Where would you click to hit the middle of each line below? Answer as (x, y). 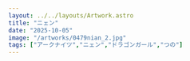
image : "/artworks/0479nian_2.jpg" (67, 38)
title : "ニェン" (34, 23)
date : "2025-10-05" (41, 30)
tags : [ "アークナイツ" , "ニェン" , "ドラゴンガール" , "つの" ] (96, 45)
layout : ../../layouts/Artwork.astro (71, 15)
